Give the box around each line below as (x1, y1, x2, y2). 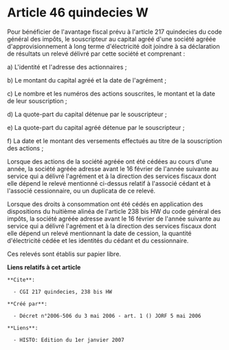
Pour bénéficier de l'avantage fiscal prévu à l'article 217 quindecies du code (7, 28, 222, 36)
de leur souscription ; (7, 96, 67, 105)
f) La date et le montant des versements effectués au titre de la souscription (7, 136, 222, 145)
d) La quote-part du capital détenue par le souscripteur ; (7, 110, 167, 118)
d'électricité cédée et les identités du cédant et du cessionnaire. (7, 236, 189, 245)
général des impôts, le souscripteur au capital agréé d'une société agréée (7, 34, 217, 43)
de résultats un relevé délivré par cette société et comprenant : (7, 50, 186, 58)
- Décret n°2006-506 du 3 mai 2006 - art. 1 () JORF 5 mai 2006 (13, 312, 201, 319)
